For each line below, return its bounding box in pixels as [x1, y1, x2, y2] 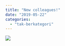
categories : [5, 17, 31, 22]
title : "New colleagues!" [5, 7, 60, 13]
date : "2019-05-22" [5, 12, 47, 17]
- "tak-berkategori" [10, 21, 54, 27]
